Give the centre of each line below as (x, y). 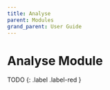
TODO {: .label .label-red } (44, 80)
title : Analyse (29, 13)
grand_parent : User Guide (44, 26)
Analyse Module (55, 61)
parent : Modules (30, 20)
